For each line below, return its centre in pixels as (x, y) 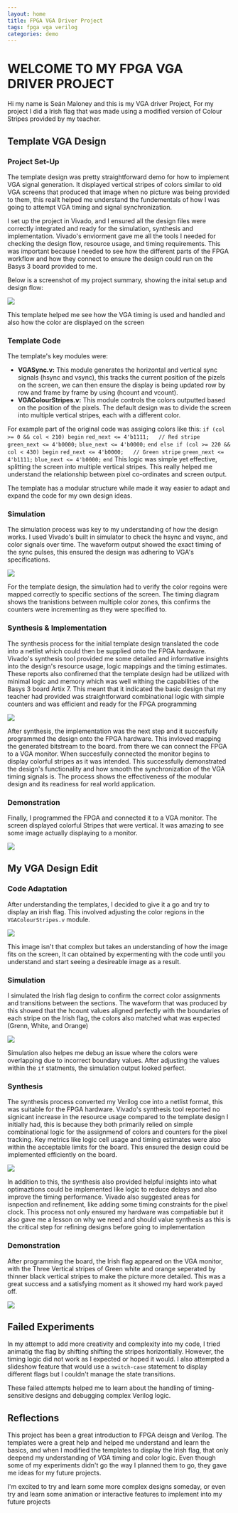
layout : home (27, 14)
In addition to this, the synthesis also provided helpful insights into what (112, 1182)
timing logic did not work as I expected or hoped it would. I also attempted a (118, 1359)
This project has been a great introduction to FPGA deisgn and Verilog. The (117, 1435)
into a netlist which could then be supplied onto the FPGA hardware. (107, 651)
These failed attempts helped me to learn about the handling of (100, 1388)
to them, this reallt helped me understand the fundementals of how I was (114, 199)
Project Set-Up (33, 161)
